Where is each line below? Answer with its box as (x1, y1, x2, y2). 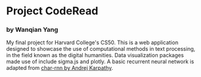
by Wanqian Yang (6, 26, 59, 34)
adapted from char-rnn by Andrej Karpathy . (6, 64, 113, 72)
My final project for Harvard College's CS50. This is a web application (6, 39, 179, 46)
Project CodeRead (6, 4, 98, 18)
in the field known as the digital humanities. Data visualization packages (6, 52, 184, 59)
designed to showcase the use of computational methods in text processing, (6, 45, 196, 53)
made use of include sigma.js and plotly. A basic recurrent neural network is (6, 58, 194, 65)
